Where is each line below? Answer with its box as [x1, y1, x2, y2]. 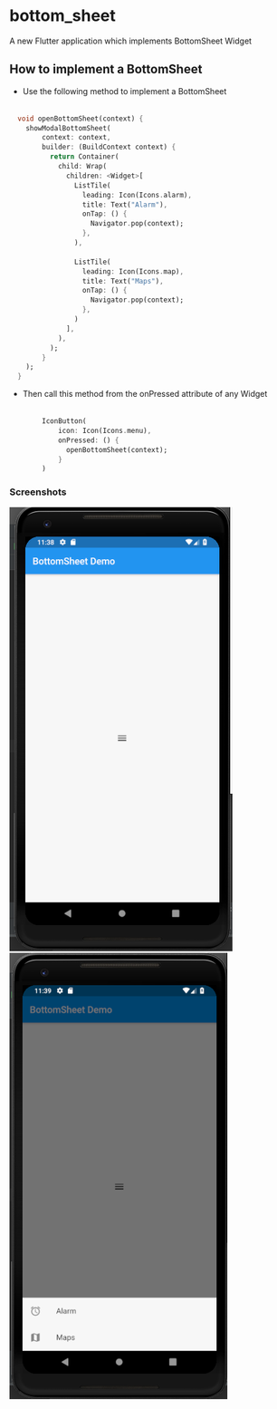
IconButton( [42, 417, 88, 426]
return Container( [49, 152, 119, 161]
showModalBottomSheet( [25, 123, 111, 132]
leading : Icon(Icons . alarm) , [81, 190, 193, 199]
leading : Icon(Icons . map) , [81, 266, 184, 276]
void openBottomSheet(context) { [17, 114, 144, 123]
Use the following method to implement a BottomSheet [22, 85, 227, 96]
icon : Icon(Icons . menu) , [57, 426, 152, 435]
